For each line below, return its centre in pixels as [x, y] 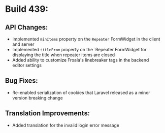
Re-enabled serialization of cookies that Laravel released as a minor [81, 93]
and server [23, 44]
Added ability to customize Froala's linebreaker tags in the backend [81, 60]
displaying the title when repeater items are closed [64, 55]
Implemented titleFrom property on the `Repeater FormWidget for [79, 50]
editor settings [27, 65]
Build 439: [27, 9]
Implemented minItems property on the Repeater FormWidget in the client [86, 39]
